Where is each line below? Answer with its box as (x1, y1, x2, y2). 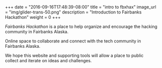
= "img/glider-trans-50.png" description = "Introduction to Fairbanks (5, 9, 142, 15)
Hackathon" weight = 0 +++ (5, 14, 61, 20)
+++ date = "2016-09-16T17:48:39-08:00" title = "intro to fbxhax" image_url (5, 4, 156, 10)
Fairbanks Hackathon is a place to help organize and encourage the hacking (5, 24, 158, 29)
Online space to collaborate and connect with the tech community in (5, 38, 141, 44)
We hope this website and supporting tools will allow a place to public (5, 53, 144, 58)
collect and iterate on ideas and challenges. (5, 58, 92, 63)
